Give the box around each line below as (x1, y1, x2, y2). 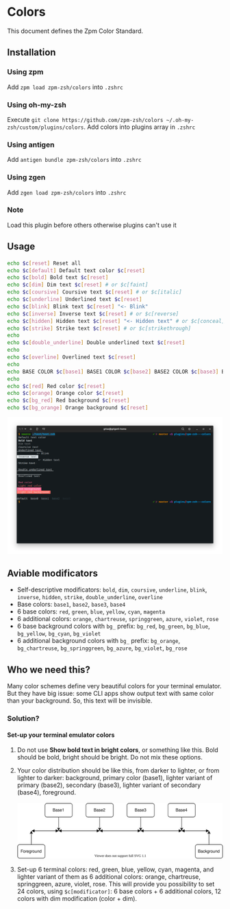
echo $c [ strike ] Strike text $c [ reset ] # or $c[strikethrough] (7, 325, 192, 332)
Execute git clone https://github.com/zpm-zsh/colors (7, 115, 164, 123)
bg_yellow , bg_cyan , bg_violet (16, 629, 101, 638)
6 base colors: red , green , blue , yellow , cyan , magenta (16, 607, 166, 616)
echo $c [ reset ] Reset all (7, 260, 81, 267)
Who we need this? (7, 664, 91, 675)
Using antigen (7, 140, 55, 149)
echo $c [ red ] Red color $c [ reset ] (7, 383, 106, 389)
